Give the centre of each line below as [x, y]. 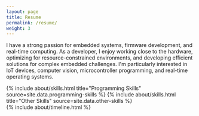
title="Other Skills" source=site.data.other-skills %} [69, 101]
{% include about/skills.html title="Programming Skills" [74, 88]
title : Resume [24, 17]
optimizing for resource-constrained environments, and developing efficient [99, 58]
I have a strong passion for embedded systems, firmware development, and [99, 45]
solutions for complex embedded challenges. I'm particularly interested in [97, 64]
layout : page [22, 12]
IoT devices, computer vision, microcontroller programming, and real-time [97, 70]
